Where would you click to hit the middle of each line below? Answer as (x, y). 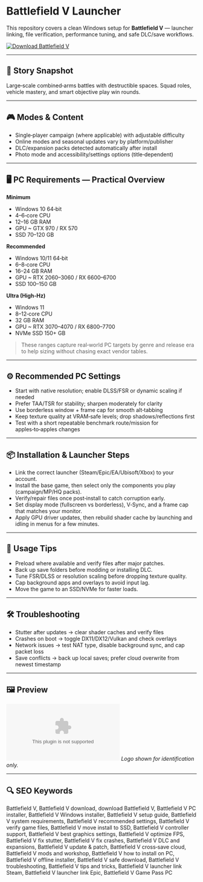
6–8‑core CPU (33, 265)
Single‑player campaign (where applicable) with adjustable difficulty (100, 135)
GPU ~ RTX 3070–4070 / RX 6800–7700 (65, 327)
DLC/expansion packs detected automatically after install (86, 148)
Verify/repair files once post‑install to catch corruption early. (90, 498)
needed (24, 397)
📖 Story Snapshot (40, 71)
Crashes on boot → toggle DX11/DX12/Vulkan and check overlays (96, 638)
